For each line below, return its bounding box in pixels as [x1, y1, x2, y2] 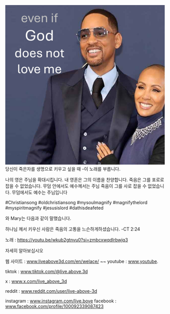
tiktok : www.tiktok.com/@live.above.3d [5, 268, 88, 274]
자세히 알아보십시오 [5, 248, 44, 253]
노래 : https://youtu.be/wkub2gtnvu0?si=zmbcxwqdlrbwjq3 [5, 237, 128, 243]
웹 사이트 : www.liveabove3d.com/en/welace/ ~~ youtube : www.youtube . [5, 258, 158, 264]
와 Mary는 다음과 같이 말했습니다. [5, 215, 72, 221]
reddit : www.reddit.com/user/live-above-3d [5, 288, 98, 294]
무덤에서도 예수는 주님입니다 [12, 189, 68, 195]
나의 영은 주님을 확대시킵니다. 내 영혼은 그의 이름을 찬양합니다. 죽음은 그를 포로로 [5, 177, 164, 182]
